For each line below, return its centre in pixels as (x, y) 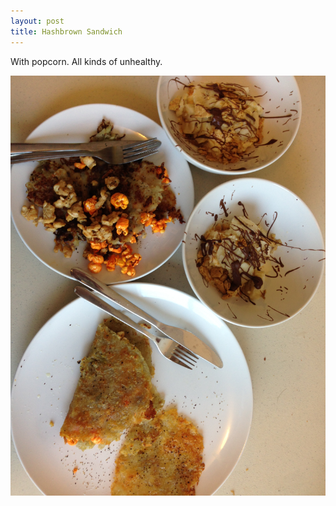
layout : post (37, 21)
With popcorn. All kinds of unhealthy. (86, 61)
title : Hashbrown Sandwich (66, 31)
